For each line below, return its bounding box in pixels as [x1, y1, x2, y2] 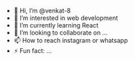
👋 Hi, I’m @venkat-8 [13, 7, 71, 14]
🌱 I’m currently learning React [13, 21, 99, 29]
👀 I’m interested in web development [13, 14, 118, 22]
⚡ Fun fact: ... [13, 47, 52, 54]
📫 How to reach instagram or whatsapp [13, 37, 128, 44]
